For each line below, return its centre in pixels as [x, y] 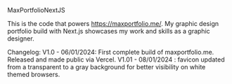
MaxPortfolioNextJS [36, 10]
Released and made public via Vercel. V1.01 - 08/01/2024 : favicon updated [116, 59]
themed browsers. [34, 74]
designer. [21, 38]
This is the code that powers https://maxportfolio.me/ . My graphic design [113, 23]
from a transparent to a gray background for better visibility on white [107, 67]
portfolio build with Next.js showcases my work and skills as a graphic [109, 31]
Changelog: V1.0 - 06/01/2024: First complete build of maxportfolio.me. [111, 52]
